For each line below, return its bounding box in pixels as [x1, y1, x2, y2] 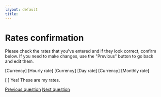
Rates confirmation [5, 32, 84, 43]
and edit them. [5, 58, 34, 64]
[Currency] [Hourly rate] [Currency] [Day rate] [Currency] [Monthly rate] [5, 68, 149, 74]
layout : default [5, 7, 38, 12]
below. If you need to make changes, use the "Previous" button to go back [5, 54, 154, 59]
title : [5, 12, 18, 16]
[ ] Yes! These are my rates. [5, 77, 61, 83]
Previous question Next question [5, 86, 70, 92]
